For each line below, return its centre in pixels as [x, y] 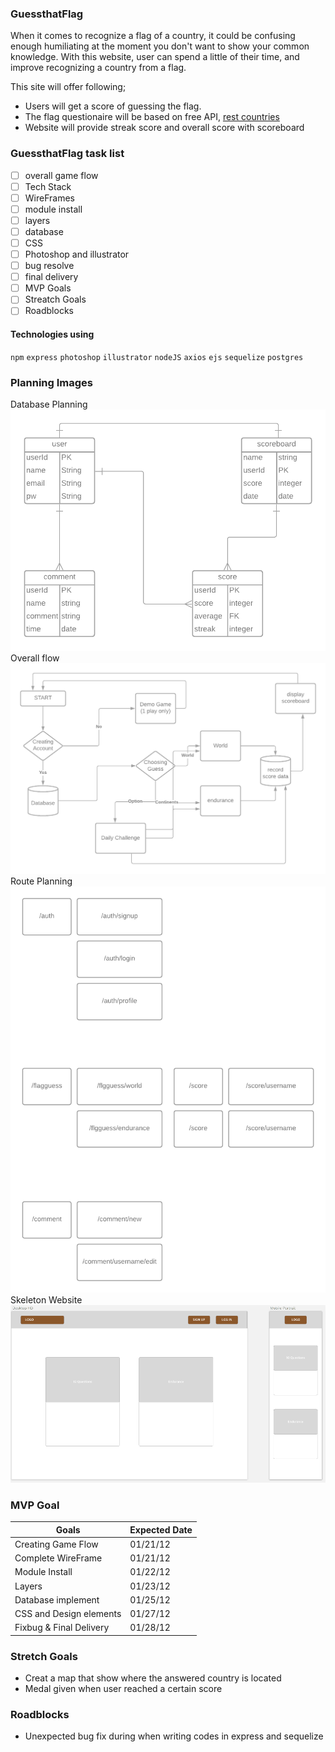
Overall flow [35, 658]
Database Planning [49, 404]
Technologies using [52, 334]
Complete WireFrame [58, 1558]
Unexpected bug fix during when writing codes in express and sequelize [174, 1736]
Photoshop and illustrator [77, 254]
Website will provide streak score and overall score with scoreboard [164, 128]
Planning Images [51, 382]
